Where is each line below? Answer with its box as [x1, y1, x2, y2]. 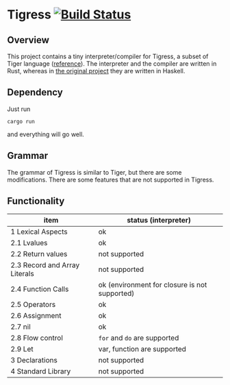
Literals [10, 269, 34, 279]
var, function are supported [98, 345, 187, 354]
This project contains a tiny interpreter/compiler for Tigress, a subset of [7, 52, 209, 60]
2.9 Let [10, 345, 34, 354]
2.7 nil [10, 322, 31, 332]
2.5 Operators [10, 300, 56, 310]
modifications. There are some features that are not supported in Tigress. [7, 175, 214, 184]
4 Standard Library [10, 367, 71, 376]
